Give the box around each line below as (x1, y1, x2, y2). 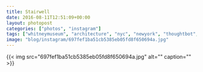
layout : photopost (6, 20, 53, 26)
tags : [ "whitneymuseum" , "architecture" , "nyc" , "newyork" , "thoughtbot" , (6, 31, 199, 37)
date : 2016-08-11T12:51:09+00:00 (6, 14, 91, 20)
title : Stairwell (6, 8, 50, 15)
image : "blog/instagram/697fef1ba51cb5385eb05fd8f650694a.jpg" (6, 37, 169, 43)
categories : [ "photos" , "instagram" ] (6, 25, 101, 32)
